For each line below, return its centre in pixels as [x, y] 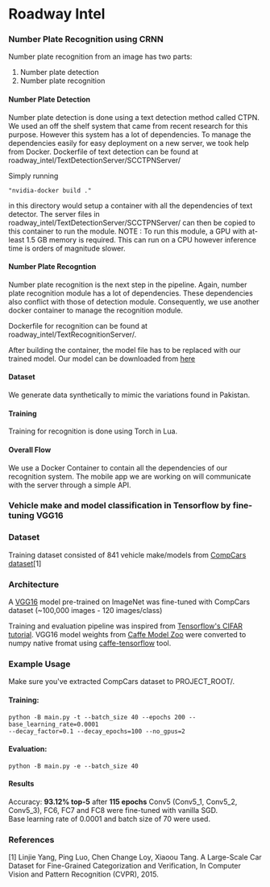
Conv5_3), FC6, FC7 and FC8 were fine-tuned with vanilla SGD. [113, 810]
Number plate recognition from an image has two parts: [100, 56]
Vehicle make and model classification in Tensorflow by [120, 506]
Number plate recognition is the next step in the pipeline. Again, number [128, 284]
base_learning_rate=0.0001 [54, 724]
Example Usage [39, 664]
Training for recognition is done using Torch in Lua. [93, 431]
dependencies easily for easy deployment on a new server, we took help [129, 143]
